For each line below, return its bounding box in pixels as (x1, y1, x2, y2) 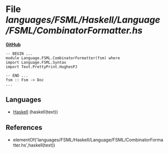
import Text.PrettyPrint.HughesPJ (5, 64, 78, 69)
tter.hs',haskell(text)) (12, 142, 55, 148)
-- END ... (5, 73, 28, 78)
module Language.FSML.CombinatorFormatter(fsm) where (5, 55, 120, 61)
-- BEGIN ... (5, 51, 33, 56)
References (5, 123, 42, 132)
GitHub (5, 41, 21, 47)
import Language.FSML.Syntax (5, 60, 66, 65)
